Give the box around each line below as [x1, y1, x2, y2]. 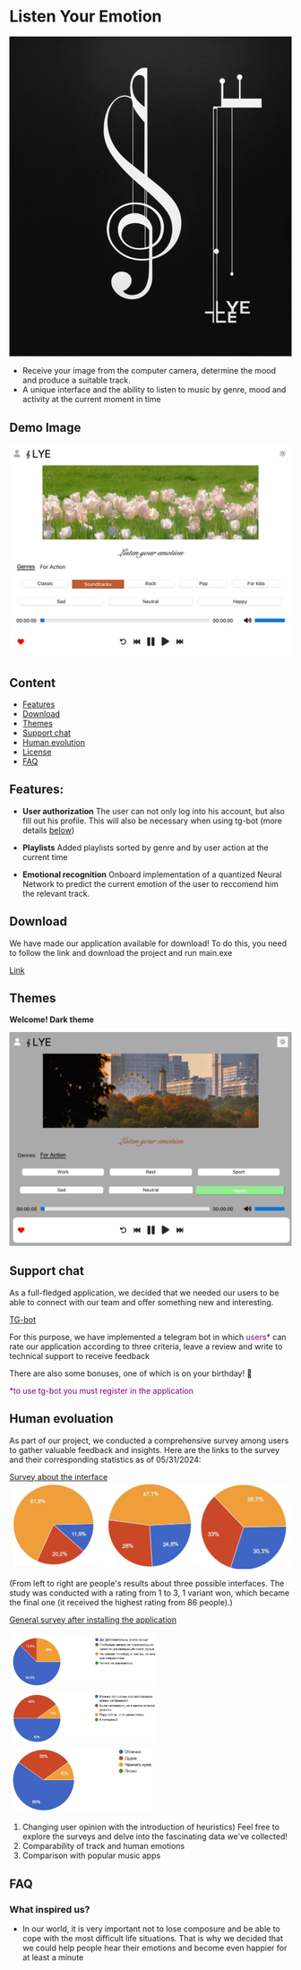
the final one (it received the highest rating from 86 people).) [9, 1596, 233, 1607]
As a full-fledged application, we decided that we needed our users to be [9, 1287, 279, 1298]
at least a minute [21, 1952, 84, 1963]
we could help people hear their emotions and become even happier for [21, 1942, 288, 1954]
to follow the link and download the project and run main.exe [9, 947, 233, 958]
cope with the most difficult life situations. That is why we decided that [21, 1933, 284, 1944]
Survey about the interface [9, 1471, 108, 1482]
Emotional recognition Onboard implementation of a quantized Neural [21, 869, 282, 880]
